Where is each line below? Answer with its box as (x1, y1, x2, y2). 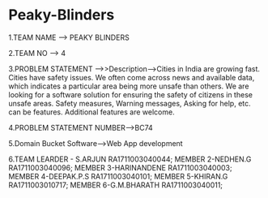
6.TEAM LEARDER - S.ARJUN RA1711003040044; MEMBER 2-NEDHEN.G (8, 154, 252, 164)
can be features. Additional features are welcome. (8, 107, 176, 117)
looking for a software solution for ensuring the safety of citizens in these (8, 89, 253, 99)
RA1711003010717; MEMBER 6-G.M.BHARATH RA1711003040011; (8, 180, 223, 190)
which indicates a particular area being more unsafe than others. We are (8, 81, 249, 91)
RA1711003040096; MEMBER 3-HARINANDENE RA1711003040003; (8, 162, 232, 172)
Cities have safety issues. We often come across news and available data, (8, 72, 255, 82)
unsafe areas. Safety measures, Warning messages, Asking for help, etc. (8, 98, 251, 108)
